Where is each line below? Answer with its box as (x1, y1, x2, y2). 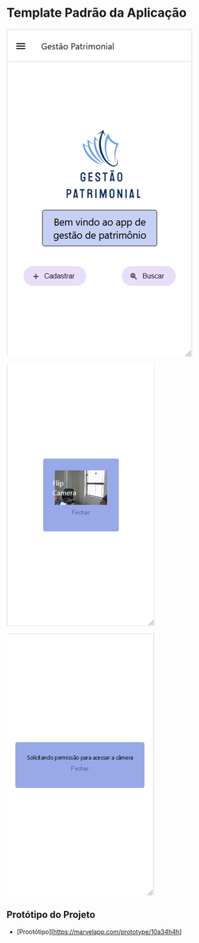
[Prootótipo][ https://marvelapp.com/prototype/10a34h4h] (16, 927, 182, 936)
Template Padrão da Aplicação (6, 5, 187, 21)
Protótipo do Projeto (6, 909, 95, 921)
